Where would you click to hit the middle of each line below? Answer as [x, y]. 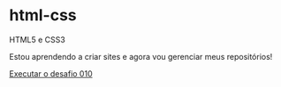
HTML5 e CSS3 [38, 40]
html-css [43, 15]
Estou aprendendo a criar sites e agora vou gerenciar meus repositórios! [141, 56]
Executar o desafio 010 [51, 73]
